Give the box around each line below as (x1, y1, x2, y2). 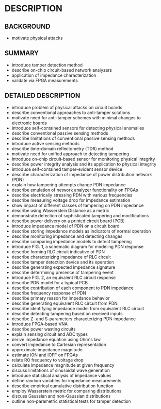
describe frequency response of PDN (11, 290, 87, 296)
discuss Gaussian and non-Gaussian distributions (11, 393, 111, 399)
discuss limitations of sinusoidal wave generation (11, 367, 110, 373)
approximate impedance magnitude (11, 346, 83, 352)
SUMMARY (4, 49, 39, 57)
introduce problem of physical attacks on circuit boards (11, 104, 123, 110)
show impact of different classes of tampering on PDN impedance (11, 202, 144, 208)
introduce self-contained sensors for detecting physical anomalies (11, 125, 145, 131)
